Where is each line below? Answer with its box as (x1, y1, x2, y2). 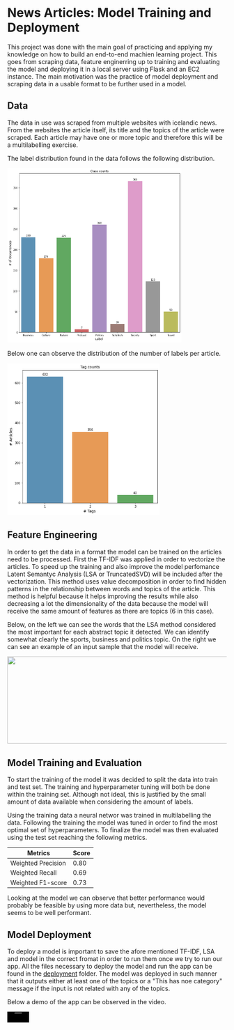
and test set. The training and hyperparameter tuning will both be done (7, 783, 210, 791)
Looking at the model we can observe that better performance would (7, 894, 205, 903)
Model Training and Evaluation (7, 757, 143, 769)
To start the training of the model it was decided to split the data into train (7, 775, 218, 784)
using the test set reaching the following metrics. (7, 834, 148, 842)
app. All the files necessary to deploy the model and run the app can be (7, 962, 212, 970)
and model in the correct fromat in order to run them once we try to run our (7, 954, 223, 962)
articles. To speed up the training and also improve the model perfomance (7, 562, 219, 570)
